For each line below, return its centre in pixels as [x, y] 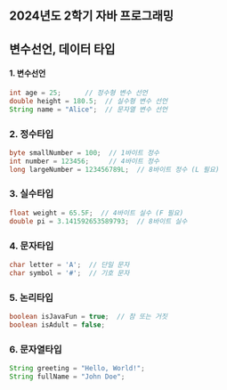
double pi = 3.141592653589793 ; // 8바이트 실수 [98, 221]
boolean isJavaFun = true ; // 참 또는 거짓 [88, 316]
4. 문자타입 [32, 246]
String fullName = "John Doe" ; [67, 377]
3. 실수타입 [32, 194]
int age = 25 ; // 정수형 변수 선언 [79, 93]
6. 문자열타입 [36, 349]
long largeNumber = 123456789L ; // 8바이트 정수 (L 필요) [114, 169]
